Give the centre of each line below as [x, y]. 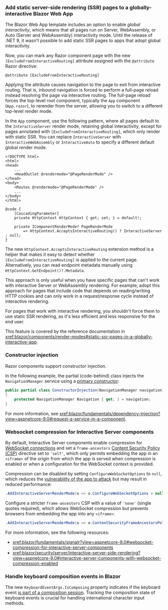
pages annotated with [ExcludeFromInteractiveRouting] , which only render [83, 132]
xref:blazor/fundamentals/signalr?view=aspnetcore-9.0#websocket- [83, 542]
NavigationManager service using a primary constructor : [62, 381]
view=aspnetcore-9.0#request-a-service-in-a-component [65, 419]
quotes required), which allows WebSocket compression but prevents [77, 508]
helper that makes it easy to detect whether [50, 255]
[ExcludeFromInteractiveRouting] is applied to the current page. [71, 260]
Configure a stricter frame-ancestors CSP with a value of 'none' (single [78, 503]
